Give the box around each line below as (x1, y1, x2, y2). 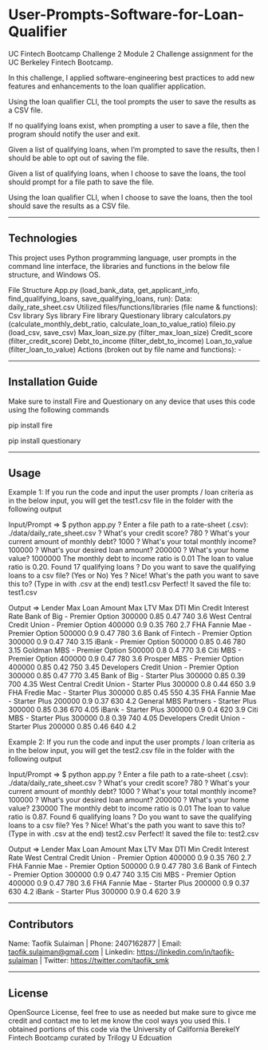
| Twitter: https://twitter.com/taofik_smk (39, 956, 170, 965)
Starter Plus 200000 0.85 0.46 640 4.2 (8, 722, 137, 732)
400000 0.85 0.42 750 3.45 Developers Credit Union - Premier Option (8, 662, 239, 672)
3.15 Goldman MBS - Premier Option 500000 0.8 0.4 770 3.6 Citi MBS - (8, 645, 242, 655)
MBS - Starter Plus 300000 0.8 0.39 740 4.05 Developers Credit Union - (8, 713, 246, 723)
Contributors (8, 918, 74, 931)
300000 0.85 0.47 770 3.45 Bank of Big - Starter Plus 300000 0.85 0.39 (8, 671, 246, 681)
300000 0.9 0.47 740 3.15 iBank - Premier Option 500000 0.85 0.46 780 (8, 637, 246, 647)
